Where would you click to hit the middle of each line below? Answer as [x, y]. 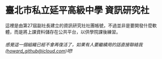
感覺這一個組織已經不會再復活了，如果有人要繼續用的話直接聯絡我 [74, 44]
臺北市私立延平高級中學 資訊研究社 [77, 10]
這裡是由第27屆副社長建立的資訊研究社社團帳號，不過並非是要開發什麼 [79, 25]
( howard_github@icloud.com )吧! [39, 51]
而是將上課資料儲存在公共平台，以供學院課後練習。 [67, 32]
